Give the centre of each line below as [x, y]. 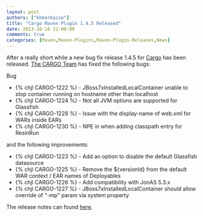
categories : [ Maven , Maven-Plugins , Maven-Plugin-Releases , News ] [88, 40]
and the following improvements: [48, 145]
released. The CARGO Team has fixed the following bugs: [78, 64]
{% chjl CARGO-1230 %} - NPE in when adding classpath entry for [99, 126]
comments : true [26, 35]
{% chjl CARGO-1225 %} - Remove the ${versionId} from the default [101, 169]
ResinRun [27, 133]
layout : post [23, 12]
